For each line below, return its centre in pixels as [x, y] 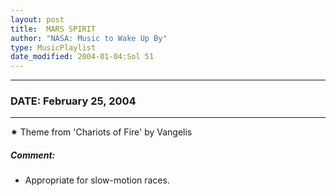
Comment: [33, 155]
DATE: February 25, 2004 [73, 101]
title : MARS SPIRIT [53, 29]
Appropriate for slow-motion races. [97, 180]
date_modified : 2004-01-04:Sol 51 [82, 57]
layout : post [37, 19]
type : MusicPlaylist [53, 47]
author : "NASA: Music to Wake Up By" [89, 38]
